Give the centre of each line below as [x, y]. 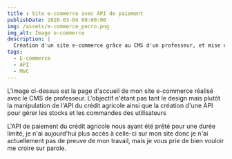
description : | [29, 39]
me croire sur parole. [37, 148]
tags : [15, 52]
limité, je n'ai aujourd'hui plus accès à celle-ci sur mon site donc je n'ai [108, 133]
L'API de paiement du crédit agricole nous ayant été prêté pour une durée [112, 126]
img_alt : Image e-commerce [46, 33]
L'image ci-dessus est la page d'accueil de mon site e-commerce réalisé [110, 91]
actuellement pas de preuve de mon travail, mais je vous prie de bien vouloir [116, 140]
